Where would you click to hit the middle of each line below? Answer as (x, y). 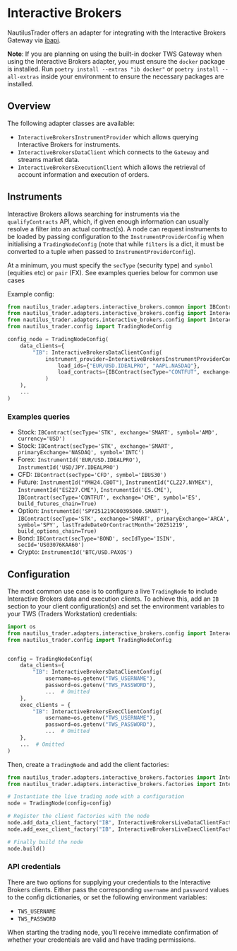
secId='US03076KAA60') (51, 545)
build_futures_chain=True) (57, 504)
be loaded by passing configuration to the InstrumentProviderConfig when (116, 236)
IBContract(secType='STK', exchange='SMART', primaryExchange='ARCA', (123, 519)
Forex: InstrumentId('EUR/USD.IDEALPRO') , (79, 460)
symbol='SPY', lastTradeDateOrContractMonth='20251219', (103, 525)
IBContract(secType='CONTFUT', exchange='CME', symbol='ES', (109, 498)
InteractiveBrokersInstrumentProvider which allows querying (108, 137)
